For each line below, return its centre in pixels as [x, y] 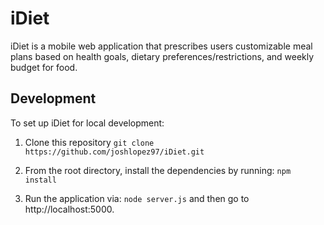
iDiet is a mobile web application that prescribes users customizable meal [161, 46]
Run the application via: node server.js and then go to [137, 198]
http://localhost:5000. [69, 209]
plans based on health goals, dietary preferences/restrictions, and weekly [162, 56]
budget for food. [44, 67]
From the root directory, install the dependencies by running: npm [158, 170]
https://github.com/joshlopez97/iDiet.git [114, 152]
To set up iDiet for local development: [87, 123]
